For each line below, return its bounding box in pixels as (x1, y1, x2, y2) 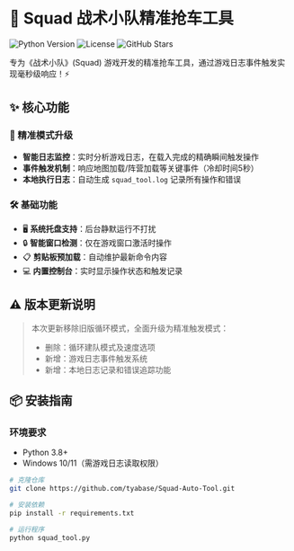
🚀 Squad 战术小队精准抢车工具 (9, 8, 234, 29)
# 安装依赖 (9, 501, 45, 510)
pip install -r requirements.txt (9, 509, 135, 518)
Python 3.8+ (22, 447, 69, 458)
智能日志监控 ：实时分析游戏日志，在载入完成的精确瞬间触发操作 (22, 151, 259, 162)
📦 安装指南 (9, 393, 74, 409)
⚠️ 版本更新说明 (9, 298, 96, 313)
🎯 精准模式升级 (9, 129, 74, 142)
